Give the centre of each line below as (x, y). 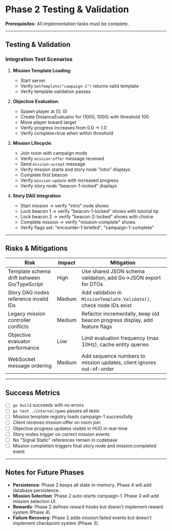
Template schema (29, 272)
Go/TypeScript (26, 285)
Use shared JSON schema (113, 272)
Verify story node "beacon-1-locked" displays (69, 185)
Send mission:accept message (53, 164)
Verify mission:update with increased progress (69, 180)
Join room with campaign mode (54, 153)
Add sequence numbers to (114, 356)
